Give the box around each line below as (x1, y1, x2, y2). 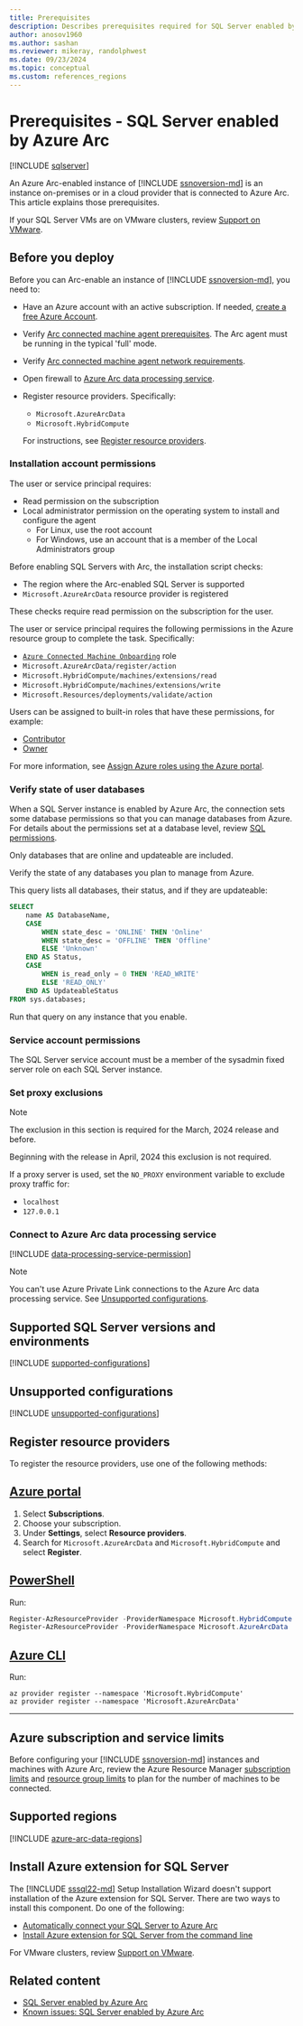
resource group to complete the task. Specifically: (9, 633, 196, 643)
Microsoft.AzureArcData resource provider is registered (22, 588, 229, 599)
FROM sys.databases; (9, 995, 87, 1004)
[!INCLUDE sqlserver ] (9, 160, 89, 171)
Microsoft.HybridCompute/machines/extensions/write (22, 680, 221, 689)
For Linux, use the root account (35, 524, 152, 535)
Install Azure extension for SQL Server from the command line (22, 1929, 253, 1940)
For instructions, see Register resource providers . (22, 435, 207, 446)
